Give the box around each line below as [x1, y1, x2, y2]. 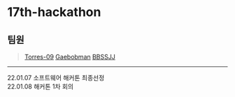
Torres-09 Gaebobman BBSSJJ [24, 53, 115, 61]
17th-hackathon [7, 4, 101, 20]
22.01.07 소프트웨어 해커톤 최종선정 [7, 74, 105, 82]
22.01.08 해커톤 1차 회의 [7, 82, 74, 91]
